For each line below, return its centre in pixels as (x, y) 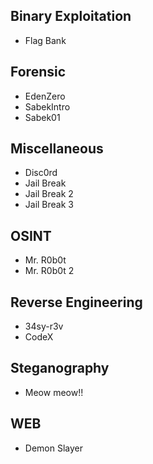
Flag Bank (45, 40)
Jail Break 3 (49, 205)
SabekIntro (47, 106)
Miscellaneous (57, 149)
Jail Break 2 (49, 194)
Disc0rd (41, 173)
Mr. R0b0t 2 (49, 271)
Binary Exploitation (71, 16)
